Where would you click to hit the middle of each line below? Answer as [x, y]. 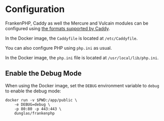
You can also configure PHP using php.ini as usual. [59, 48]
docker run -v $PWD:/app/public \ [41, 100]
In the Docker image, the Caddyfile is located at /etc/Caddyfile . [71, 38]
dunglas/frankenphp [35, 113]
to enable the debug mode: [33, 91]
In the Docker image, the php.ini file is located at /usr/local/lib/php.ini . [82, 57]
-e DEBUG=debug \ [32, 104]
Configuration [35, 9]
